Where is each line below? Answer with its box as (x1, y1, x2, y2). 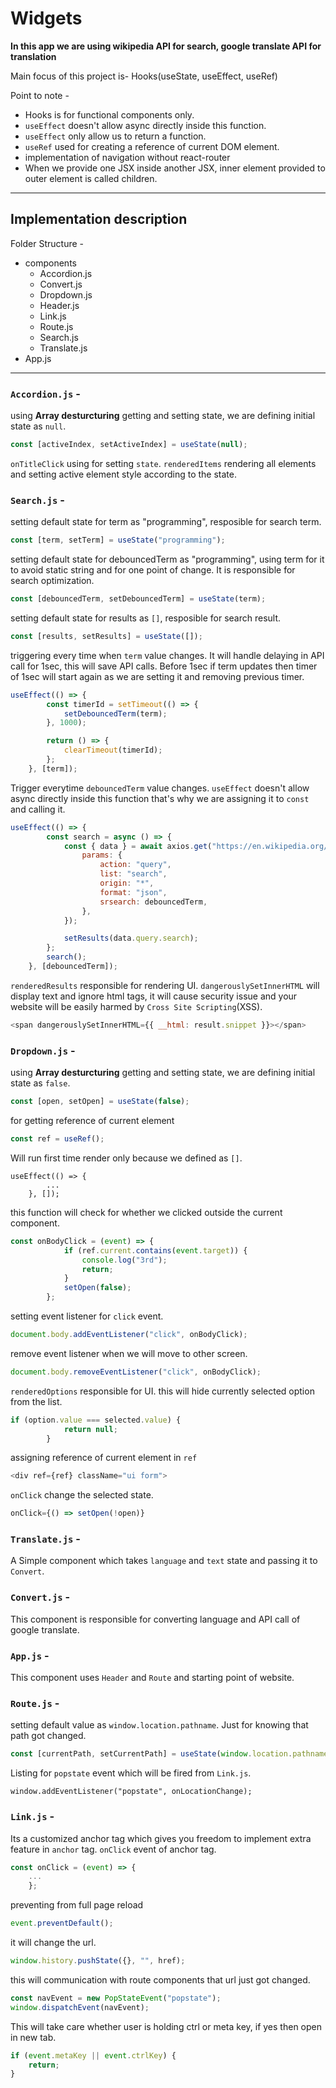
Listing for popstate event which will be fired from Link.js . (10, 1767, 252, 1779)
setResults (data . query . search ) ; (63, 933, 199, 944)
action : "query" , (99, 860, 172, 870)
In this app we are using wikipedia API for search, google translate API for (10, 40, 322, 52)
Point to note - (10, 89, 70, 101)
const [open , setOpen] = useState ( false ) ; (10, 1097, 190, 1107)
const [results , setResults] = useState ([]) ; (10, 631, 203, 641)
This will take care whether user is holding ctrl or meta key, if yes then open (10, 2020, 322, 2032)
